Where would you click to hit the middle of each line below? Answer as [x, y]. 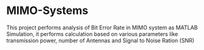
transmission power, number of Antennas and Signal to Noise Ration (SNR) [100, 40]
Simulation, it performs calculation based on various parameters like [92, 34]
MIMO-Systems [47, 11]
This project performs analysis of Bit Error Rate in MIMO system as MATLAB [102, 27]
